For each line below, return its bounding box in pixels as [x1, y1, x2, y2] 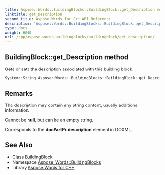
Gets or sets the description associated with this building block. [5, 66, 134, 72]
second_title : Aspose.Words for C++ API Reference [5, 16, 111, 21]
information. [5, 107, 30, 113]
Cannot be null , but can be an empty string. [5, 117, 93, 123]
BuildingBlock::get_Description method [5, 53, 129, 62]
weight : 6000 [5, 30, 32, 35]
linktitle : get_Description [5, 12, 63, 17]
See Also [5, 141, 33, 149]
